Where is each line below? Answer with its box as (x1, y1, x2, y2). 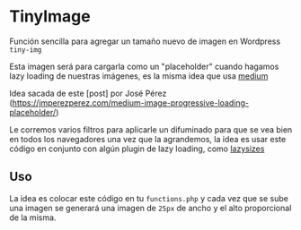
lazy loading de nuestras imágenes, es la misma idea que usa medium (9, 70, 269, 81)
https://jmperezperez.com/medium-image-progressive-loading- (12, 97, 250, 108)
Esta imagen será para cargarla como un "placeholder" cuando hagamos (9, 61, 279, 72)
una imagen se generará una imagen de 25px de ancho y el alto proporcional (9, 202, 292, 213)
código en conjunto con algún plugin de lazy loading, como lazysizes (9, 143, 265, 154)
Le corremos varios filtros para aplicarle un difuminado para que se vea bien (9, 124, 293, 135)
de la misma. (9, 212, 57, 223)
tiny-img (9, 45, 42, 55)
